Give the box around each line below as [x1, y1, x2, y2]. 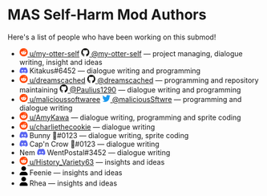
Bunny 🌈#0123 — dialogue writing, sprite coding [29, 130, 189, 140]
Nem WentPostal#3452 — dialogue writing [18, 147, 171, 157]
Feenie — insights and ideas [29, 167, 123, 178]
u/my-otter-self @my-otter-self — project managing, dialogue [29, 48, 243, 58]
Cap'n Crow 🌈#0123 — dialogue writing [29, 139, 160, 149]
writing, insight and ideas [18, 57, 103, 67]
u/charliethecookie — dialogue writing [29, 122, 156, 132]
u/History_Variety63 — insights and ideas [29, 157, 165, 166]
